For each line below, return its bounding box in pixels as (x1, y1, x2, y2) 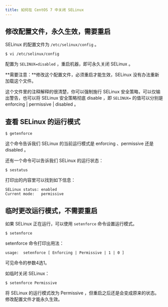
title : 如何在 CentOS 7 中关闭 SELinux (5, 7, 84, 13)
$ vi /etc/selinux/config (5, 51, 59, 57)
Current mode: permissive (5, 192, 64, 197)
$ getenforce (5, 131, 33, 136)
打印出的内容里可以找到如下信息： (5, 177, 76, 183)
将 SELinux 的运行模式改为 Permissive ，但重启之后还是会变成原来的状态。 (5, 290, 159, 296)
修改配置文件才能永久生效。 (5, 296, 63, 302)
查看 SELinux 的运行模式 (5, 117, 81, 126)
